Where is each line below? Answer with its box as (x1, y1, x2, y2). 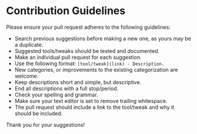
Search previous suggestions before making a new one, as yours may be (14, 35, 192, 42)
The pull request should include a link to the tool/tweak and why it (14, 103, 175, 110)
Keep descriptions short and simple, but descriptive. (14, 78, 142, 86)
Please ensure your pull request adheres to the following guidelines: (6, 24, 171, 31)
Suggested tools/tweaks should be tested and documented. (14, 47, 160, 54)
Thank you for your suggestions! (6, 121, 85, 128)
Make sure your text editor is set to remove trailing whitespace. (14, 97, 168, 104)
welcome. (14, 72, 39, 79)
